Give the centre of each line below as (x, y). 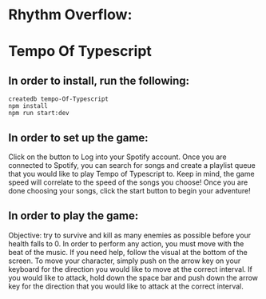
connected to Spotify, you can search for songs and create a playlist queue (132, 165)
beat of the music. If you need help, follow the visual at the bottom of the (128, 252)
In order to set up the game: (79, 138)
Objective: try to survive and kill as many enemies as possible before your (130, 235)
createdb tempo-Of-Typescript (59, 99)
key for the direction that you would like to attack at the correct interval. (126, 286)
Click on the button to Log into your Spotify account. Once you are (117, 157)
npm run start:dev (39, 114)
